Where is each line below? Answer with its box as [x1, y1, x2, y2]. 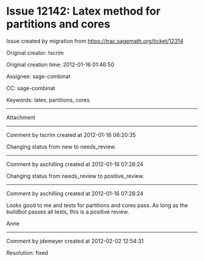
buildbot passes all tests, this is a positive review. [6, 208, 129, 215]
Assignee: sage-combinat [6, 72, 71, 80]
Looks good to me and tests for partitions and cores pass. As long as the [6, 201, 188, 209]
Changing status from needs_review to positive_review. [6, 172, 144, 179]
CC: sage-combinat [6, 84, 56, 92]
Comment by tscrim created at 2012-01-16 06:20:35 [6, 131, 136, 138]
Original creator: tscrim [6, 49, 64, 56]
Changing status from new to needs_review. [6, 143, 117, 150]
